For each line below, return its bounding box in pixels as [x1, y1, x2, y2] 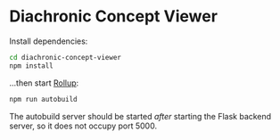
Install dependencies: [9, 36, 88, 46]
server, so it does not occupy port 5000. [9, 120, 158, 131]
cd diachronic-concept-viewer [9, 53, 122, 62]
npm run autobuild [9, 95, 78, 103]
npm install [9, 61, 54, 70]
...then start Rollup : [9, 78, 79, 88]
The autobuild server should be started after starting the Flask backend [9, 111, 272, 121]
